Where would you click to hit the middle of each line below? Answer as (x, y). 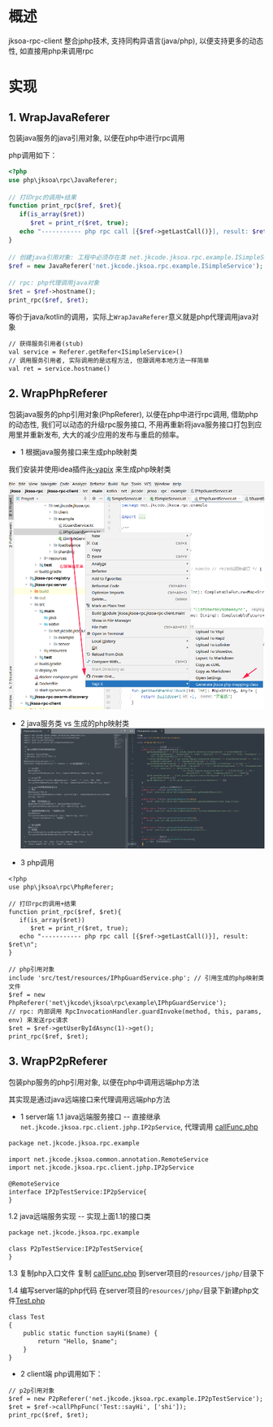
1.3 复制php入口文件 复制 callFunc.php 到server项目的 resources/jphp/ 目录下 (136, 1273)
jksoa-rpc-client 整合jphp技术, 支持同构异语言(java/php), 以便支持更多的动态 (136, 41)
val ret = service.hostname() (60, 368)
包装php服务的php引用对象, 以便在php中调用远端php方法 (104, 1081)
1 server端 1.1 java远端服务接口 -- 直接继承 (90, 1116)
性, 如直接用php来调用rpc (51, 50)
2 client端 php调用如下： (61, 1373)
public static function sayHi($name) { (91, 1333)
